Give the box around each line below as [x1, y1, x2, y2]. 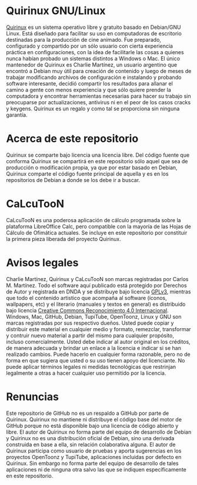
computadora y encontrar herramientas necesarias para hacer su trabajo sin [6, 93, 191, 100]
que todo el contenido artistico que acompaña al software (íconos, [6, 294, 168, 301]
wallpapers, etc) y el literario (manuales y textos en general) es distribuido [6, 301, 186, 308]
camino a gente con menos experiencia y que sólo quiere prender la [6, 86, 172, 93]
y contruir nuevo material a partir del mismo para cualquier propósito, [6, 332, 175, 339]
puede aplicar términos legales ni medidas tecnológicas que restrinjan [6, 363, 176, 370]
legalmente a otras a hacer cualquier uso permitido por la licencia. [6, 369, 166, 377]
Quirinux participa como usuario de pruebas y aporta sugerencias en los [6, 447, 182, 454]
